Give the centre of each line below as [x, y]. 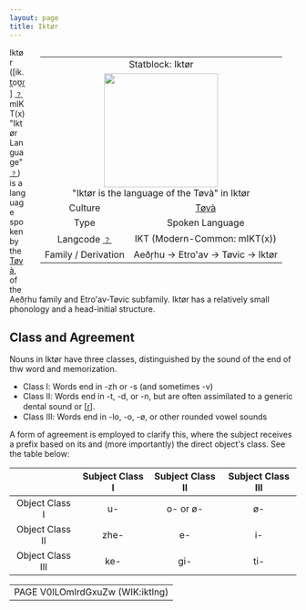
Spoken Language [206, 222]
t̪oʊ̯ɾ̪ [17, 82]
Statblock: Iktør [161, 64]
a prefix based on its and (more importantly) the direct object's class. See [148, 444]
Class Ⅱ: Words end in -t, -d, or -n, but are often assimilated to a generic [158, 397]
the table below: [40, 454]
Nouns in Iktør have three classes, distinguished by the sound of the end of [150, 359]
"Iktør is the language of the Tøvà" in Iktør [161, 192]
